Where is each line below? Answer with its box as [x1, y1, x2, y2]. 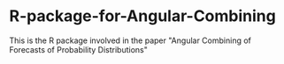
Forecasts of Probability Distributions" [9, 44, 148, 54]
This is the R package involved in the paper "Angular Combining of [9, 35, 252, 46]
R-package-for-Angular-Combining [9, 6, 276, 26]
